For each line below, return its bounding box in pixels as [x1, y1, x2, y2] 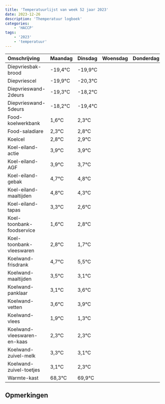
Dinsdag [77, 55, 97, 62]
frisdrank [7, 261, 28, 268]
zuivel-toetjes [7, 366, 40, 373]
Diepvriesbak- [7, 63, 42, 70]
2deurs [7, 92, 25, 98]
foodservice [7, 227, 35, 234]
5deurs [7, 105, 25, 112]
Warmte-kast [7, 374, 39, 381]
